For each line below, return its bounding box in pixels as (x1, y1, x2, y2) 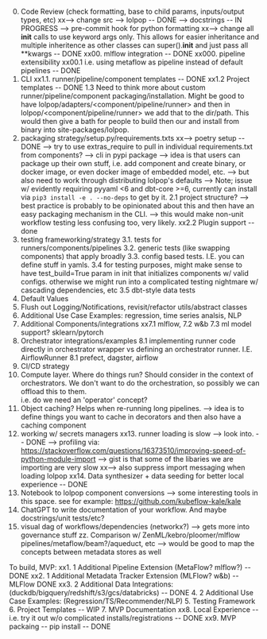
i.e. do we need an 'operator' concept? (20, 395, 148, 405)
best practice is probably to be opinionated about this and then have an (20, 201, 255, 210)
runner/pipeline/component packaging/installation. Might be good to (20, 91, 245, 100)
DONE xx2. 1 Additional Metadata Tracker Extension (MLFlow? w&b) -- (9, 571, 239, 580)
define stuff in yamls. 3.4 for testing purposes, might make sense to (20, 260, 243, 269)
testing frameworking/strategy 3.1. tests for (20, 234, 162, 244)
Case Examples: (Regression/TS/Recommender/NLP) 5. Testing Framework (9, 596, 256, 606)
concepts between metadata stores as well (20, 548, 162, 556)
